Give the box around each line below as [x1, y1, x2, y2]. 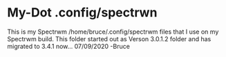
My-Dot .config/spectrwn [7, 5, 158, 21]
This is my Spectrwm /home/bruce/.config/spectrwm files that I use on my [7, 27, 219, 36]
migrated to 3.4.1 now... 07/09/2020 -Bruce [7, 42, 130, 50]
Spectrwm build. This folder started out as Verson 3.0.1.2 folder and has [7, 34, 211, 43]
